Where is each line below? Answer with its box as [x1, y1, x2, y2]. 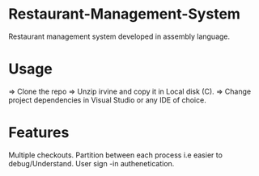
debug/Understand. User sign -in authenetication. [8, 158, 175, 168]
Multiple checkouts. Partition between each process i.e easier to [8, 150, 223, 160]
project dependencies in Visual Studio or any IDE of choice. [8, 94, 206, 105]
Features [8, 124, 70, 142]
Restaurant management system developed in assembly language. [8, 31, 231, 41]
